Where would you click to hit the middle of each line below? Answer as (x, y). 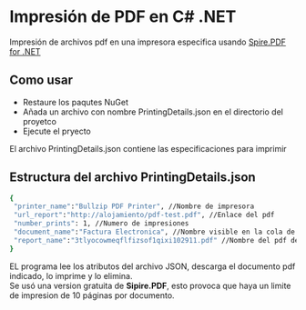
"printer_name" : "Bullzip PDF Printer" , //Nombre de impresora (134, 206)
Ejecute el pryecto (56, 131)
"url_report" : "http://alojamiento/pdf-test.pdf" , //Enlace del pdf (144, 215)
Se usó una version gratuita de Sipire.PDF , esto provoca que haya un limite (150, 285)
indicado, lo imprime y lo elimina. (71, 275)
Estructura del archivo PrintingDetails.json (133, 178)
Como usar (41, 80)
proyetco (40, 121)
